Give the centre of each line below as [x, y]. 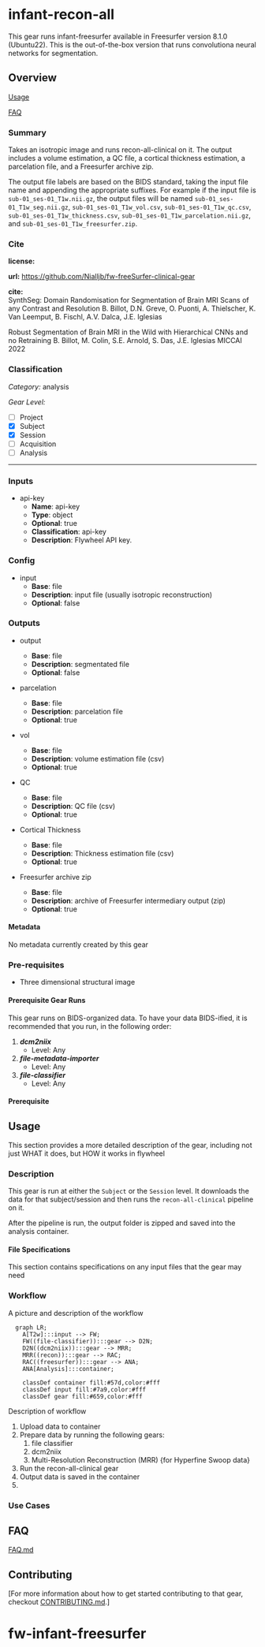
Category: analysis [39, 386]
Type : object [52, 515]
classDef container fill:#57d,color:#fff [91, 1382]
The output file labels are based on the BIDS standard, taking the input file [128, 182]
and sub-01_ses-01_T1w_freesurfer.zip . [73, 224]
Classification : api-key [69, 532]
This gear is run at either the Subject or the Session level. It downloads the [129, 1191]
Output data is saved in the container [80, 1477]
